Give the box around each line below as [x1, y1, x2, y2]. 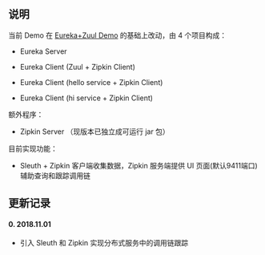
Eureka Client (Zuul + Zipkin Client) [19, 62, 136, 71]
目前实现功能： [8, 144, 58, 153]
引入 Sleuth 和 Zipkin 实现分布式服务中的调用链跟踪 [19, 238, 189, 248]
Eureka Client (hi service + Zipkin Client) [19, 93, 154, 103]
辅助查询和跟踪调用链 [19, 171, 90, 180]
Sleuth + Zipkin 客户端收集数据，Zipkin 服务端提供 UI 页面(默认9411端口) [19, 160, 258, 170]
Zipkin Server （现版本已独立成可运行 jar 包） [19, 127, 170, 136]
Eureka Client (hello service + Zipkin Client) [19, 77, 163, 87]
